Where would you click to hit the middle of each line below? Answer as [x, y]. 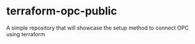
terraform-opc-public [62, 11]
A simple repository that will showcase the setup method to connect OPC [97, 28]
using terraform [26, 34]
